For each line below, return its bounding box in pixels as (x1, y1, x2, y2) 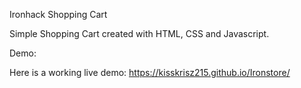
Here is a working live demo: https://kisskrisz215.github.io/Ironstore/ (9, 67, 291, 78)
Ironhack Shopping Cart (9, 9, 108, 20)
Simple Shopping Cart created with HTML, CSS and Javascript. (9, 28, 270, 39)
